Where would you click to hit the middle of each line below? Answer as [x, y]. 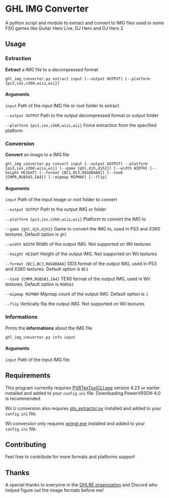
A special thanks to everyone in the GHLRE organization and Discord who [81, 485]
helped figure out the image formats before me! [55, 490]
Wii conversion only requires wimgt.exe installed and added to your [75, 423]
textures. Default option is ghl [36, 234]
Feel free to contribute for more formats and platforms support [70, 457]
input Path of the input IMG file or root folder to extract [62, 105]
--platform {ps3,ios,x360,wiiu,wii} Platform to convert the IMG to [76, 219]
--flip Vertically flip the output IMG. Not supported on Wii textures [75, 304]
